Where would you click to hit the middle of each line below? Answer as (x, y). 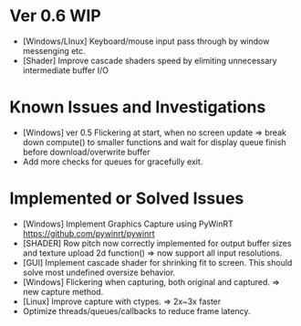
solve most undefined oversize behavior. (99, 272)
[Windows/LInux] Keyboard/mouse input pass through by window (146, 41)
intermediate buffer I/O (66, 70)
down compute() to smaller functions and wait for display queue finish (154, 142)
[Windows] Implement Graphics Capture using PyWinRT (128, 224)
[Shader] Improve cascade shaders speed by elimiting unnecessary (150, 60)
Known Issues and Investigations (138, 107)
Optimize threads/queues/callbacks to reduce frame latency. (136, 310)
